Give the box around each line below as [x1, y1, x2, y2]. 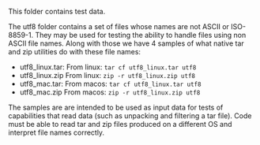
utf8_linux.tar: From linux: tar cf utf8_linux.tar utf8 [19, 62, 197, 72]
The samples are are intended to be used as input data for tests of [8, 102, 224, 112]
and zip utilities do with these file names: [8, 47, 141, 56]
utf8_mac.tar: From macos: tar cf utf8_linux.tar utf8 [19, 79, 202, 88]
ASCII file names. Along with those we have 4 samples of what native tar [8, 39, 245, 48]
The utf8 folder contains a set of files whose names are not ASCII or [8, 22, 229, 31]
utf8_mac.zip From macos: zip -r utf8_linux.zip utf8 [19, 87, 201, 97]
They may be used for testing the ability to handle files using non [35, 31, 247, 39]
